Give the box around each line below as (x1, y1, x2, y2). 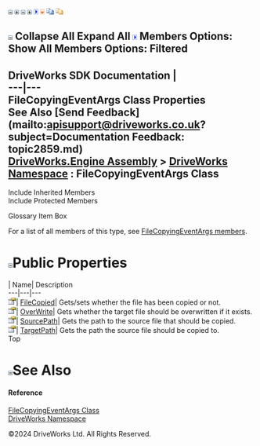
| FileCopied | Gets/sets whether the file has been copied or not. (16, 298, 222, 307)
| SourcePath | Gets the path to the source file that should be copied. (16, 316, 237, 326)
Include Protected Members (8, 196, 98, 206)
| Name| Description (8, 280, 73, 290)
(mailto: (8, 118, 47, 131)
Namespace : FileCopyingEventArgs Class (8, 166, 219, 180)
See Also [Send (8, 105, 85, 119)
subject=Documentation (8, 130, 131, 144)
